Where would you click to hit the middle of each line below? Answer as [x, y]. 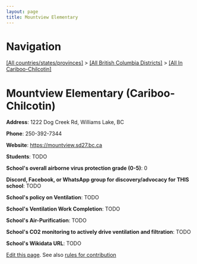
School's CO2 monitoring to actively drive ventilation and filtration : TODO [99, 232]
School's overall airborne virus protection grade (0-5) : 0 [77, 168]
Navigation [34, 47]
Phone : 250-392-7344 [34, 133]
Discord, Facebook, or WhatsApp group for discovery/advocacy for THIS [98, 180]
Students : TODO [27, 157]
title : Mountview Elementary [42, 17]
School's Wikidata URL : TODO [44, 243]
